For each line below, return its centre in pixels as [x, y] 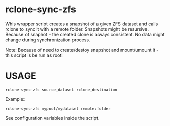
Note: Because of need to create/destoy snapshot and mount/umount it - [82, 50]
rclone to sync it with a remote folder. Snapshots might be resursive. [77, 29]
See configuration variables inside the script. [52, 118]
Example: [15, 99]
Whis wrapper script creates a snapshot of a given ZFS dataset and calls [82, 24]
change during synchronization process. [48, 40]
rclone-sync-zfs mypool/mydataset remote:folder [58, 109]
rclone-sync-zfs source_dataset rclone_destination [61, 90]
